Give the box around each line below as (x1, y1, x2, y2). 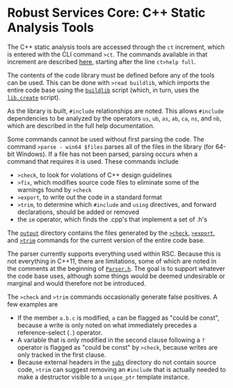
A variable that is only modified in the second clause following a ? (17, 336, 205, 344)
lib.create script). (7, 93, 61, 102)
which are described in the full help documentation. (7, 121, 155, 130)
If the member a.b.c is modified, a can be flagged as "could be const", (17, 313, 220, 322)
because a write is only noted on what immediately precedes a (17, 320, 197, 329)
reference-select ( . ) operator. (17, 328, 103, 336)
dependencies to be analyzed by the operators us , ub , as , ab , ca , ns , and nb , (7, 114, 222, 123)
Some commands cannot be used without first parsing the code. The (7, 134, 204, 143)
